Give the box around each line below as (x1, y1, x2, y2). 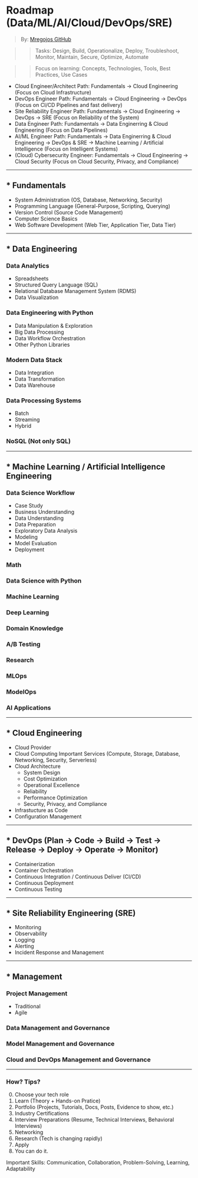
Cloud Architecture (14, 763, 61, 770)
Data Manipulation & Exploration (14, 322, 93, 329)
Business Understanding (14, 509, 75, 516)
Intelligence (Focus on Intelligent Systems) (14, 145, 118, 152)
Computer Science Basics (14, 215, 78, 222)
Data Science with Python (6, 577, 82, 585)
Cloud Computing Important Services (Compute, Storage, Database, (14, 750, 180, 757)
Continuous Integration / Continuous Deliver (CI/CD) (14, 873, 141, 880)
